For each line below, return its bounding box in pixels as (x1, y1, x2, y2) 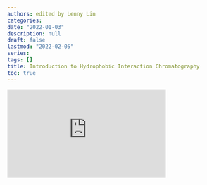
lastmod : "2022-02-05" (7, 43, 74, 50)
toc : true (7, 69, 37, 76)
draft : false (7, 37, 46, 44)
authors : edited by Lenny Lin (7, 10, 96, 18)
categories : (7, 17, 42, 24)
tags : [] (7, 56, 33, 64)
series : (7, 50, 30, 57)
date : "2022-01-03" (7, 23, 65, 30)
